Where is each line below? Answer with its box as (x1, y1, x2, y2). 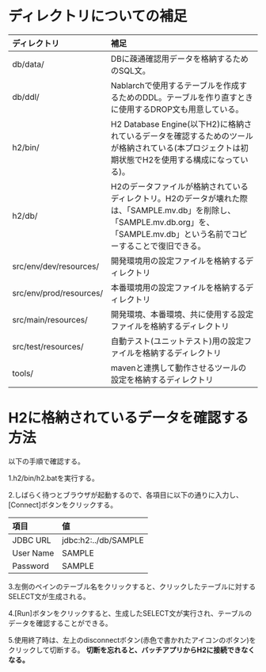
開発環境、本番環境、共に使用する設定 (110, 308, 254, 319)
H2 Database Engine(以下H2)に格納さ (110, 118, 252, 129)
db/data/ (12, 59, 45, 70)
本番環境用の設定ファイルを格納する (110, 282, 246, 293)
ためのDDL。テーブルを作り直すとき (118, 92, 253, 103)
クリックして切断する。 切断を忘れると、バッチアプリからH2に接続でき (8, 645, 241, 655)
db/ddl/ (12, 91, 40, 102)
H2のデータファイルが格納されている (110, 181, 249, 192)
